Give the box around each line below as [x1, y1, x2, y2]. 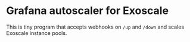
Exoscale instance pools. [6, 29, 67, 36]
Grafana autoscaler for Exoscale [6, 4, 169, 17]
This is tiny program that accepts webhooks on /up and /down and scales [6, 23, 185, 30]
